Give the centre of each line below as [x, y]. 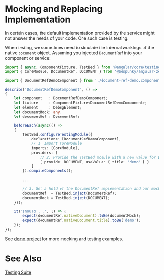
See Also [23, 259]
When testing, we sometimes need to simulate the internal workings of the [80, 47]
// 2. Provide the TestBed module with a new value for [98, 157]
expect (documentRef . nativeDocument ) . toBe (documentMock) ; [82, 216]
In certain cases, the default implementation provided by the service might [80, 33]
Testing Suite [18, 272]
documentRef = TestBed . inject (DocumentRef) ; [70, 193]
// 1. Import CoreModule [56, 144]
